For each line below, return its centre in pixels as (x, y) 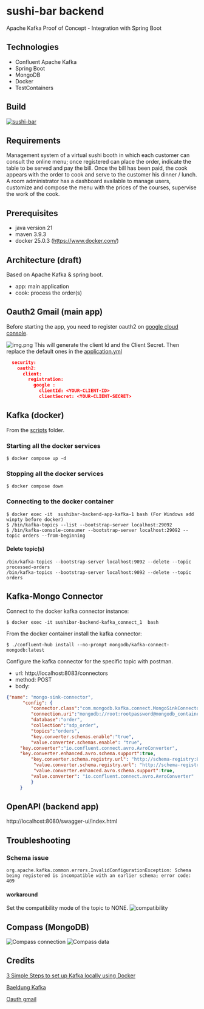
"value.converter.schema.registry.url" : (85, 765)
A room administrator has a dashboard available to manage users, (89, 181)
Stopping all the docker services (55, 473)
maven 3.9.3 (31, 234)
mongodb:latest (25, 650)
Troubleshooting (39, 840)
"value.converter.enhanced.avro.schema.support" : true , (104, 771)
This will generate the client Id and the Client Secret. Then (107, 344)
